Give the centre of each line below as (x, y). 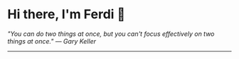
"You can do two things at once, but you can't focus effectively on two (111, 34)
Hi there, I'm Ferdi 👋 (67, 14)
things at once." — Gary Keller (52, 41)
